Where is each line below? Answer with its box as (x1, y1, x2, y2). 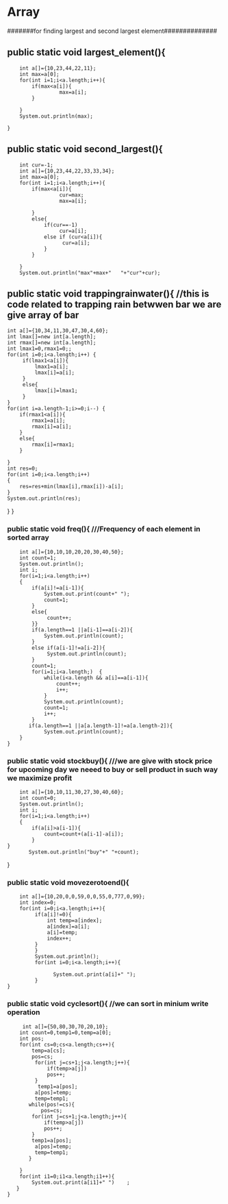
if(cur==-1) (43, 221, 78, 228)
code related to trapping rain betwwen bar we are (7, 299, 222, 310)
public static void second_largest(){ (7, 143, 163, 155)
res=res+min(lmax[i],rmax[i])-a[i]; (19, 484, 125, 490)
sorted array (7, 533, 49, 542)
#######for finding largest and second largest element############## (7, 27, 218, 35)
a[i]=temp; (47, 929, 78, 936)
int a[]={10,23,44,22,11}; (19, 64, 97, 72)
